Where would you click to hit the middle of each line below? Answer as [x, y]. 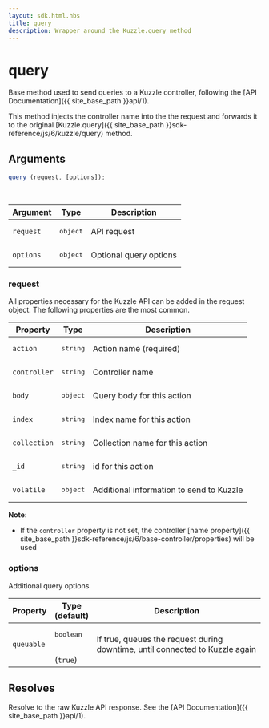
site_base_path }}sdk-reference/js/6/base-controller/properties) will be [137, 539]
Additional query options [49, 585]
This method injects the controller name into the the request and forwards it [133, 116]
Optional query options [134, 255]
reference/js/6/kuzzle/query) [56, 134]
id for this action [123, 466]
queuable [29, 645]
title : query [30, 23]
